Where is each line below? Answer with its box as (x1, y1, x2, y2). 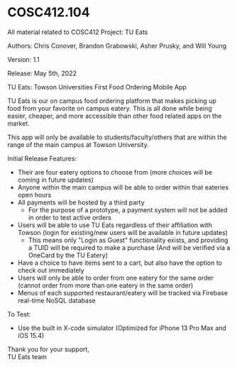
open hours (17, 190, 52, 199)
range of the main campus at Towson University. (7, 140, 149, 149)
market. (7, 119, 30, 128)
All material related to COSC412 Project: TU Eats (7, 28, 148, 36)
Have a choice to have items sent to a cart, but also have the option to (17, 258, 222, 267)
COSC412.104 (7, 4, 90, 21)
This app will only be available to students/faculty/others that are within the (7, 133, 227, 141)
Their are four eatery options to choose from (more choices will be (17, 168, 213, 176)
